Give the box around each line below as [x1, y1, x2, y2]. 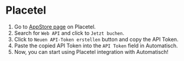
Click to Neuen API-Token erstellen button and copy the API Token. [14, 36, 179, 43]
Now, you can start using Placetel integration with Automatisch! [14, 48, 169, 55]
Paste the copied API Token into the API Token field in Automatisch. [14, 42, 178, 49]
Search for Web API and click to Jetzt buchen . [14, 29, 125, 36]
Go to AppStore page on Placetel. [14, 23, 96, 30]
